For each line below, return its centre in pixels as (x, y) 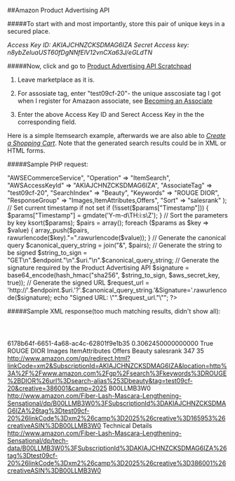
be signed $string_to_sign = (47, 252)
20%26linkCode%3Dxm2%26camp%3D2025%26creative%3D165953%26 (116, 418)
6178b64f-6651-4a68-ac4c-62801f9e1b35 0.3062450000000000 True (110, 343)
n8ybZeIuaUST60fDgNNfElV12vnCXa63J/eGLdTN (80, 52)
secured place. (29, 31)
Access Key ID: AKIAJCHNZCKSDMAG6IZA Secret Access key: (98, 45)
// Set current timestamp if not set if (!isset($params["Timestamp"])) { (108, 208)
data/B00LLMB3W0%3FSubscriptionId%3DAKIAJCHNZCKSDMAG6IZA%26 (117, 448)
